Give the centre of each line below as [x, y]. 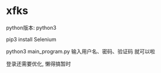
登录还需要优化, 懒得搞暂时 [38, 64]
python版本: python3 [31, 27]
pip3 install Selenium [31, 39]
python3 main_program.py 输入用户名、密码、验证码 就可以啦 [81, 51]
